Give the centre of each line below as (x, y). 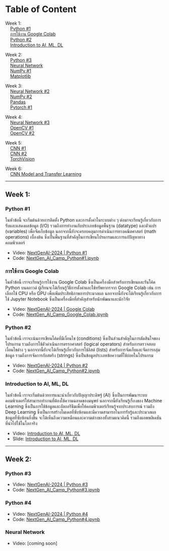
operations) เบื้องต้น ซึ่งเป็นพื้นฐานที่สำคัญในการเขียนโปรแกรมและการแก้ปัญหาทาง (75, 237)
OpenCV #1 (22, 127)
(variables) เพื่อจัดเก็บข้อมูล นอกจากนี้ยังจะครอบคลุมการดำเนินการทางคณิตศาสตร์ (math (81, 231)
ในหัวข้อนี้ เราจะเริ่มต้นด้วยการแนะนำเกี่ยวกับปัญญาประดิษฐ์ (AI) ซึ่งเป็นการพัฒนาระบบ (76, 395)
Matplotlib (20, 76)
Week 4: (14, 117)
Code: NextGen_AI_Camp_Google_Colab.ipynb (60, 314)
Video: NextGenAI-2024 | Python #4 (50, 514)
